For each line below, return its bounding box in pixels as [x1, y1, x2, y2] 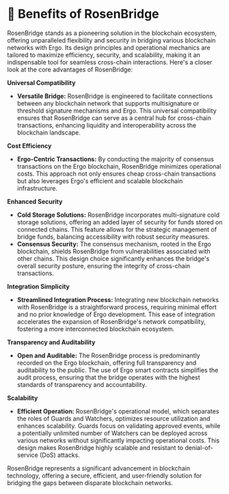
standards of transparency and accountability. [16, 380, 147, 388]
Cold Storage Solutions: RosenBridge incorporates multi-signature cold [16, 211, 220, 219]
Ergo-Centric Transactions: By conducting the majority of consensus [16, 154, 214, 163]
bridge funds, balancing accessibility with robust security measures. [16, 233, 210, 241]
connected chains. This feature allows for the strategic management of [16, 225, 217, 233]
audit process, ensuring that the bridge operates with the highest [16, 373, 200, 381]
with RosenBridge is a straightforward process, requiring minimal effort [16, 303, 217, 311]
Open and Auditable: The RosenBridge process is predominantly [16, 351, 200, 360]
